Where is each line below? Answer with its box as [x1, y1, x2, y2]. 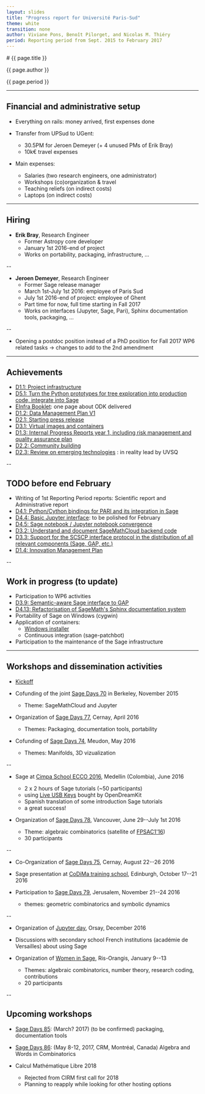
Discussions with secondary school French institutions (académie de [15, 936, 189, 943]
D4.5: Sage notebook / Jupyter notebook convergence [15, 520, 153, 528]
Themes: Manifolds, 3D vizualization [24, 749, 116, 756]
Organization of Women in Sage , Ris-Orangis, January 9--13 [15, 954, 167, 962]
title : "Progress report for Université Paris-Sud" [6, 15, 140, 21]
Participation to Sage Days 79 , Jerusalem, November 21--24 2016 [15, 888, 181, 895]
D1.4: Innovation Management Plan [15, 547, 103, 554]
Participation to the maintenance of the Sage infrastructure [15, 638, 164, 645]
